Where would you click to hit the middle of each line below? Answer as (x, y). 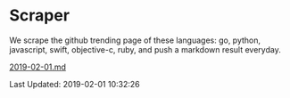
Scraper (39, 16)
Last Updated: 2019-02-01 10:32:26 (75, 84)
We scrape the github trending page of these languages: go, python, (135, 40)
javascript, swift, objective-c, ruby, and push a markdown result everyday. (145, 49)
